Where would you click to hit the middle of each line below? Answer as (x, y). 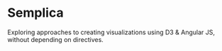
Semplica (35, 13)
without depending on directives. (56, 39)
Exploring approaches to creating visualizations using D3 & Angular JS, (111, 32)
